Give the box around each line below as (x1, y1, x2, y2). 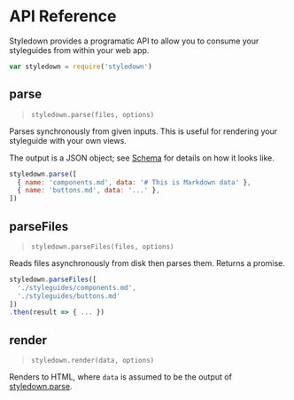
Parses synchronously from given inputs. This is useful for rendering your (9, 126, 277, 137)
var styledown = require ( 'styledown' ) (9, 62, 152, 71)
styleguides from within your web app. (9, 44, 150, 55)
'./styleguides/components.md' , (17, 283, 137, 292)
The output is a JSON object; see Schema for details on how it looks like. (9, 153, 275, 163)
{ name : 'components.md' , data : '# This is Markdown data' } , (17, 177, 251, 187)
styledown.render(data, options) (30, 357, 155, 365)
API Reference (9, 6, 117, 27)
